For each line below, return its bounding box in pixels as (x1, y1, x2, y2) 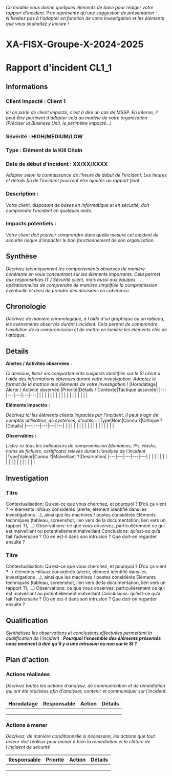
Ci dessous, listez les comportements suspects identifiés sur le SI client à (6, 371, 161, 377)
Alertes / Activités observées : (6, 360, 72, 367)
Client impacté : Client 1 (6, 97, 66, 104)
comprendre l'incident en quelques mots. (6, 207, 93, 213)
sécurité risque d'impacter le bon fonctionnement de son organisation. (6, 237, 155, 243)
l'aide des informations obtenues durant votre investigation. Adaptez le (6, 376, 156, 382)
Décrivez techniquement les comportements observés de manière (6, 266, 145, 272)
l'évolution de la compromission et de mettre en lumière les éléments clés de (6, 327, 167, 333)
